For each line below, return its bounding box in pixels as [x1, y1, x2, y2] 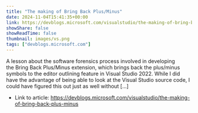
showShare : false [6, 25, 49, 31]
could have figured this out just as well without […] [6, 82, 129, 89]
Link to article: [14, 94, 49, 101]
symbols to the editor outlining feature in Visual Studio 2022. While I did [6, 70, 180, 77]
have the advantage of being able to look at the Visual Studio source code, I [6, 76, 190, 83]
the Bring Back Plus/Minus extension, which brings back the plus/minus [6, 64, 180, 71]
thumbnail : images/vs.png [6, 36, 70, 42]
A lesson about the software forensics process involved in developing [6, 57, 176, 65]
